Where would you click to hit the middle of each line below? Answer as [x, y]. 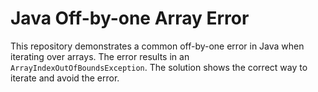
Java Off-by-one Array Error [130, 18]
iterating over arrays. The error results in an [100, 56]
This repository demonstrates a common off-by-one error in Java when [157, 46]
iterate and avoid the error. [65, 78]
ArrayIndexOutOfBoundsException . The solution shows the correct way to [159, 67]
